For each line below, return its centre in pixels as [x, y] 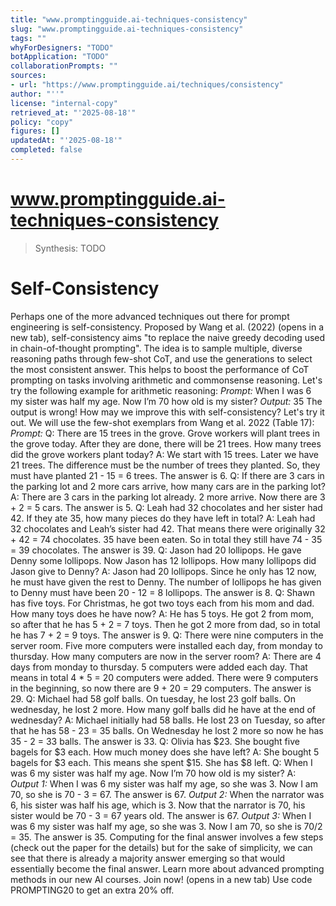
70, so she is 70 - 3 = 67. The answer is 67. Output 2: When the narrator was [167, 794]
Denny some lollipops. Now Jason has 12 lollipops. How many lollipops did [163, 560]
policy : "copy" [42, 122]
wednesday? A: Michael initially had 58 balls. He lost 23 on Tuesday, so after [168, 720]
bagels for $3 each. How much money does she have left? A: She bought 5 [165, 752]
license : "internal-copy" [64, 103]
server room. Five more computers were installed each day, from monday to [166, 645]
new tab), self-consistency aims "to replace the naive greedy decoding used [168, 337]
